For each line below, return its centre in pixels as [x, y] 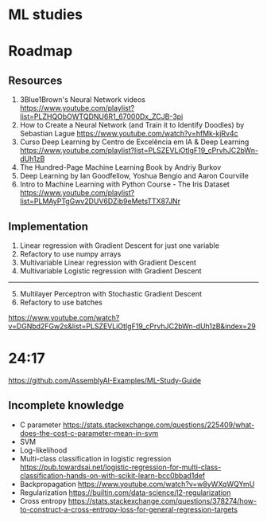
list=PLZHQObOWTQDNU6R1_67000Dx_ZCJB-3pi [101, 116]
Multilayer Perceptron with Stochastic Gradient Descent [111, 294]
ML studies [46, 15]
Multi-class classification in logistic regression [95, 458]
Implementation [48, 226]
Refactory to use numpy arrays [70, 254]
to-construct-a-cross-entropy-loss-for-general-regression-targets [129, 509]
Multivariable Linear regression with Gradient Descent [108, 262]
